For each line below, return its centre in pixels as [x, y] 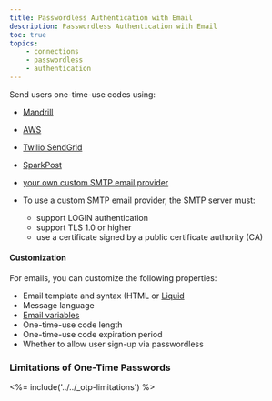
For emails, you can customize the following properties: [113, 278]
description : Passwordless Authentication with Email [114, 26]
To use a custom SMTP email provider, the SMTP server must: [139, 200]
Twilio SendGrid [52, 147]
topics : [24, 43]
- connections [52, 52]
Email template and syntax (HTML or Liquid [103, 296]
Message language [58, 306]
